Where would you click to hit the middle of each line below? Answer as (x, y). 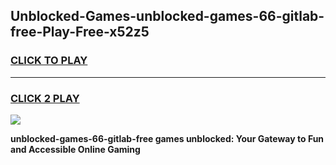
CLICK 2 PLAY (45, 98)
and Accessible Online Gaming (75, 149)
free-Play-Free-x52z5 (80, 32)
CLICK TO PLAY (49, 61)
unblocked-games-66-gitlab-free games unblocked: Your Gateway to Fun (167, 138)
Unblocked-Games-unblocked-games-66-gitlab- (167, 16)
